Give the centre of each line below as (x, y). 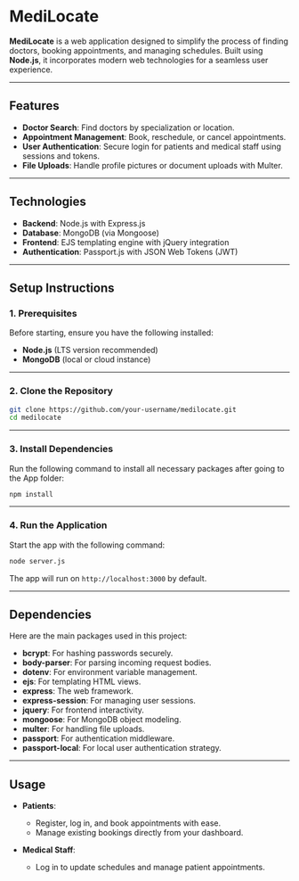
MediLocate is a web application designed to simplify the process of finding (149, 41)
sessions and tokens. (61, 156)
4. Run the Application (58, 525)
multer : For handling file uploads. (83, 729)
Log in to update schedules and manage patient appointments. (150, 868)
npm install (31, 494)
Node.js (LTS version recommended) (90, 350)
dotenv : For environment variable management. (109, 672)
